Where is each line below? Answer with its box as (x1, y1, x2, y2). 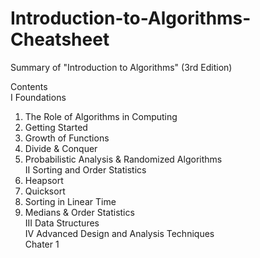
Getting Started (24, 121, 88, 133)
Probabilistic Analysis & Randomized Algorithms (24, 153, 223, 165)
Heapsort (24, 174, 64, 186)
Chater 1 (24, 238, 60, 250)
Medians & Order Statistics (24, 206, 135, 218)
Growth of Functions (24, 132, 110, 144)
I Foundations (10, 91, 67, 103)
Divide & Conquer (24, 142, 98, 154)
